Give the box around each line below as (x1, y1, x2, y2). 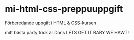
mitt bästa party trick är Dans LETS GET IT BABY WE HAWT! (5, 29, 129, 35)
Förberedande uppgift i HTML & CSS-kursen (5, 20, 96, 26)
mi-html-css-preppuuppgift (5, 3, 123, 15)
